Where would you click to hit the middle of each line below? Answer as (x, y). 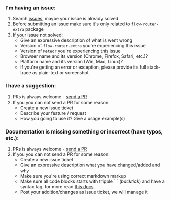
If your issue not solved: (38, 35)
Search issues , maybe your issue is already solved (65, 19)
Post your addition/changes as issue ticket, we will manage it (84, 192)
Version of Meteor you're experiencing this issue (70, 51)
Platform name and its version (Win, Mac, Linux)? (72, 62)
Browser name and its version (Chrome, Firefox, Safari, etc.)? (84, 56)
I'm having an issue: (30, 8)
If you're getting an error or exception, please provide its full (83, 67)
